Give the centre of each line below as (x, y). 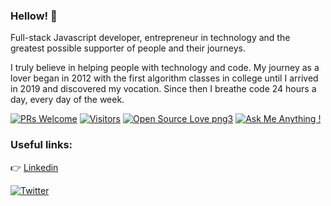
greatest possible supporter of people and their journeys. (128, 48)
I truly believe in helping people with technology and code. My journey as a (165, 68)
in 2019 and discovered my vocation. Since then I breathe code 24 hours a (163, 89)
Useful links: (41, 145)
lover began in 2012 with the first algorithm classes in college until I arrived (164, 78)
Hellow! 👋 (34, 16)
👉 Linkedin (34, 167)
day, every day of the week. (67, 100)
